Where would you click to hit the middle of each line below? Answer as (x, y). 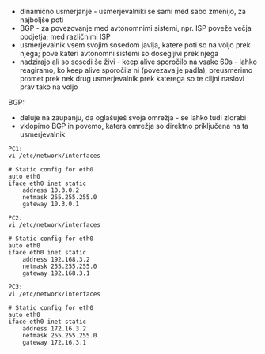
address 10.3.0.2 (51, 190)
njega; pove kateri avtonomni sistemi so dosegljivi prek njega (119, 53)
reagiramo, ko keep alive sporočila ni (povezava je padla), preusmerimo (136, 70)
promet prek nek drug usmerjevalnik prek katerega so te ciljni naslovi (132, 79)
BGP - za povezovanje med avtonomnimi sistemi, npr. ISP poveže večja (135, 28)
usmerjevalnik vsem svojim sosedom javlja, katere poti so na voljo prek (135, 45)
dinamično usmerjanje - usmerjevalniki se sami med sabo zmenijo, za (133, 11)
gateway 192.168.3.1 (56, 273)
